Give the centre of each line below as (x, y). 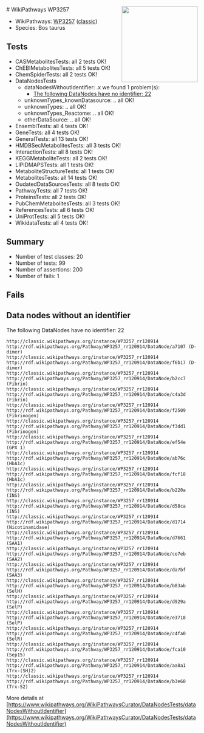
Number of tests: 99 (40, 263)
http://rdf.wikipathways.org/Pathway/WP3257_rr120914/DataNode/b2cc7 (96, 378)
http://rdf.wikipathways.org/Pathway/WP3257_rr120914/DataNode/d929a (96, 602)
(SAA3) (15, 575)
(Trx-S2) (17, 687)
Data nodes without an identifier (69, 315)
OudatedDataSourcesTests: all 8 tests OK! (67, 184)
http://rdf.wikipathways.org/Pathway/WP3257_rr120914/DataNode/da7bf (96, 570)
